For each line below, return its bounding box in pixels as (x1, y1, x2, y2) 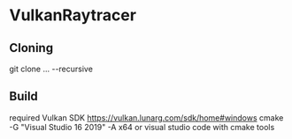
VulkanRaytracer (9, 5, 137, 26)
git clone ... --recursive (9, 63, 93, 74)
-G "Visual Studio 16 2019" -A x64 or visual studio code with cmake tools (9, 121, 275, 132)
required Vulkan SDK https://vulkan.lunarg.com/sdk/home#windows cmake (9, 112, 284, 123)
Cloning (9, 40, 54, 55)
